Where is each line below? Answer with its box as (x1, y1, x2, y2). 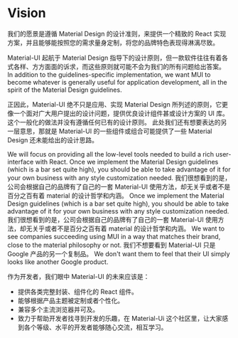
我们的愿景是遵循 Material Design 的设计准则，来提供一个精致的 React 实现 (7, 29, 227, 38)
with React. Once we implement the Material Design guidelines (35, 157, 219, 166)
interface (7, 157, 34, 166)
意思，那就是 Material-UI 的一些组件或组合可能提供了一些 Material (19, 127, 212, 135)
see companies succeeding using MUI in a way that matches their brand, (7, 232, 221, 241)
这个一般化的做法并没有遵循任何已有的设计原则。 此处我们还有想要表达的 (7, 117, 221, 126)
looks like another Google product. (7, 258, 109, 266)
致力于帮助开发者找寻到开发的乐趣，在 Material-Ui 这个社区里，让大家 (17, 314, 222, 322)
